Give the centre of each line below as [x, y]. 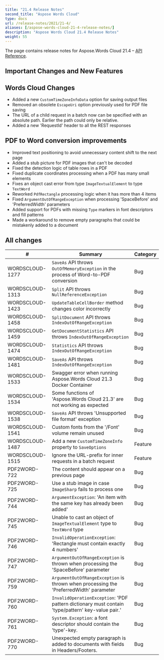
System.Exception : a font [80, 618]
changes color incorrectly [81, 309]
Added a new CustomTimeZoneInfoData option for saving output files [80, 100]
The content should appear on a [89, 469]
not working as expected [80, 405]
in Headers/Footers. [75, 650]
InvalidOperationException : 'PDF [90, 598]
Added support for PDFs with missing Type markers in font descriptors [82, 209]
